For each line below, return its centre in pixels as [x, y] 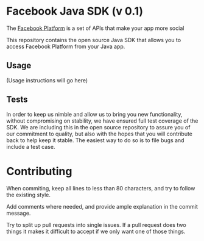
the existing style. [28, 195]
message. [19, 213]
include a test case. [31, 146]
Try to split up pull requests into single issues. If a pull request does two [97, 225]
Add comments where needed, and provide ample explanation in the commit [102, 206]
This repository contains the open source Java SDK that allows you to [94, 40]
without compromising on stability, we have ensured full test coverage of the [102, 121]
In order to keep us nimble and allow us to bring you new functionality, [94, 114]
